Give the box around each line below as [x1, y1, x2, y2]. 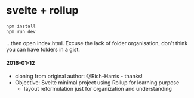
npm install [6, 23, 36, 29]
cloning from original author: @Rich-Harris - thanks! [14, 72, 143, 80]
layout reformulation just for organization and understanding [23, 85, 172, 92]
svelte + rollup [6, 4, 79, 17]
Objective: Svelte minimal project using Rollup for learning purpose [14, 78, 180, 86]
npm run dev [6, 29, 36, 34]
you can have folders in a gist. [6, 46, 81, 53]
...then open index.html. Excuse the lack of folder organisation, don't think [6, 39, 188, 46]
